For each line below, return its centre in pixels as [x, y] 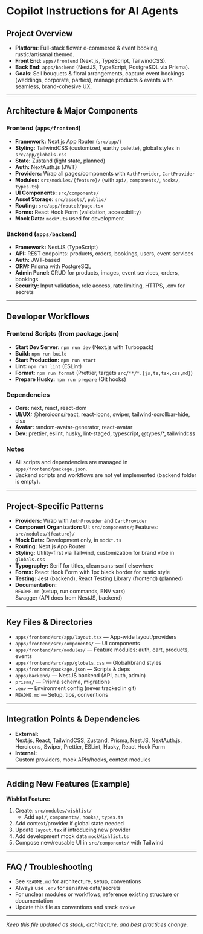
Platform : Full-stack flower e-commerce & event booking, [87, 48]
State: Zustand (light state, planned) [60, 161]
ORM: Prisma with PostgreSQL [53, 266]
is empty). [27, 482]
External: [27, 734]
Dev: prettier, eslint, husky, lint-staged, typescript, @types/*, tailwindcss [105, 433]
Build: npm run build [41, 353]
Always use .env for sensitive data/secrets [68, 888]
